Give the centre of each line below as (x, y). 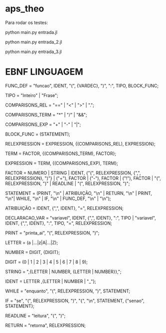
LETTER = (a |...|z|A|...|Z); (32, 242)
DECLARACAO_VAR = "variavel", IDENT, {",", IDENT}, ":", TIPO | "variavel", (81, 217)
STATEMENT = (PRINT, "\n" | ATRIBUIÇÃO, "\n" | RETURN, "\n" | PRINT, (79, 193)
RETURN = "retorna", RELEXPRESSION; (45, 325)
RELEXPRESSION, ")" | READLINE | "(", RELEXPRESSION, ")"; (68, 183)
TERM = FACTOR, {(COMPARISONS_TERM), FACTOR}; (61, 153)
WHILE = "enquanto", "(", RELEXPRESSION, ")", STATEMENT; (68, 291)
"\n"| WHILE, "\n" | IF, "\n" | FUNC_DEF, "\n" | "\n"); (58, 198)
